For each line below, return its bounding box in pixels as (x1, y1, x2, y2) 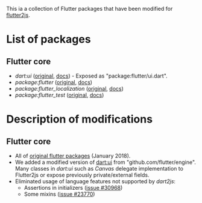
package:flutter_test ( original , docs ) (14, 91, 104, 98)
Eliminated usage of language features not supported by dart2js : (14, 178, 176, 185)
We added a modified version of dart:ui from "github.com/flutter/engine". (14, 159, 196, 166)
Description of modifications (6, 112, 153, 126)
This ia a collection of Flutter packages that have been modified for (6, 5, 173, 12)
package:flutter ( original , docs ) (14, 79, 92, 86)
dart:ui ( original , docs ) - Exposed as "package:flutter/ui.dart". (14, 72, 168, 79)
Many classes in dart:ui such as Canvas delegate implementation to (14, 165, 184, 172)
